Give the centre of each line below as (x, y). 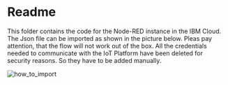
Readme (32, 12)
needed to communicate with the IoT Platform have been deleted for (105, 53)
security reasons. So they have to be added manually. (84, 60)
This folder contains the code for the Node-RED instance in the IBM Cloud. (114, 31)
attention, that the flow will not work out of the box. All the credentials (107, 46)
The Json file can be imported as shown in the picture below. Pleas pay (110, 38)
